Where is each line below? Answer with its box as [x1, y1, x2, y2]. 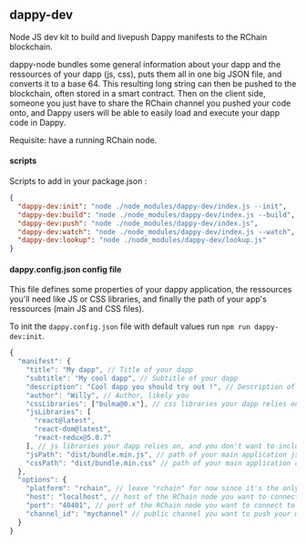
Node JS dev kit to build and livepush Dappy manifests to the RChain [9, 31, 268, 42]
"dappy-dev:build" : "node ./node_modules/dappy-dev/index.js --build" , [17, 210, 296, 220]
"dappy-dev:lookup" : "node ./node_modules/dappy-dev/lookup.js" [17, 236, 267, 245]
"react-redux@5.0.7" [33, 433, 112, 443]
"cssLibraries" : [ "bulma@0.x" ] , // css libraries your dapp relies [25, 399, 287, 408]
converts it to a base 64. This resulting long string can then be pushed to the [9, 77, 297, 89]
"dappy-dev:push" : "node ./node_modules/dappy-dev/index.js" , [17, 219, 259, 228]
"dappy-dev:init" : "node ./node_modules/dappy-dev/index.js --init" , [17, 201, 287, 210]
